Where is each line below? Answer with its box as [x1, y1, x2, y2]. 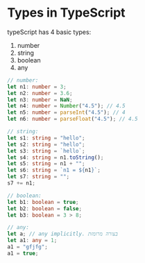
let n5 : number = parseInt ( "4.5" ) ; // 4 [7, 109, 126, 116]
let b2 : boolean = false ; [7, 205, 82, 212]
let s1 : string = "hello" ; [7, 134, 85, 142]
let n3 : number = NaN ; [7, 96, 73, 103]
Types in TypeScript [7, 5, 126, 21]
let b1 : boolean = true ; [7, 198, 79, 205]
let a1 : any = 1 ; [7, 237, 58, 244]
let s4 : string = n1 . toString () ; [7, 154, 104, 161]
